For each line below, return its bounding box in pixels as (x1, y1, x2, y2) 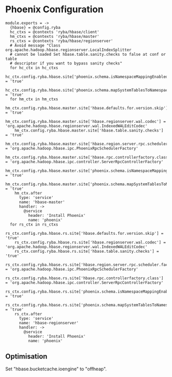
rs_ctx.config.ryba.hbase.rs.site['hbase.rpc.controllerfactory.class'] (5, 275, 164, 281)
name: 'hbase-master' (18, 199, 66, 205)
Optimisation (5, 352, 48, 361)
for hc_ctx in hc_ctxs (10, 65, 58, 70)
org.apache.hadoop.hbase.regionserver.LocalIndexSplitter (5, 47, 132, 52)
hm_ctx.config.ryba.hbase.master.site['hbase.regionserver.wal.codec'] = (5, 119, 166, 124)
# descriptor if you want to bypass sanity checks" (10, 60, 123, 66)
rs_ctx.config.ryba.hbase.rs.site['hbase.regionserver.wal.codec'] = (14, 239, 166, 245)
